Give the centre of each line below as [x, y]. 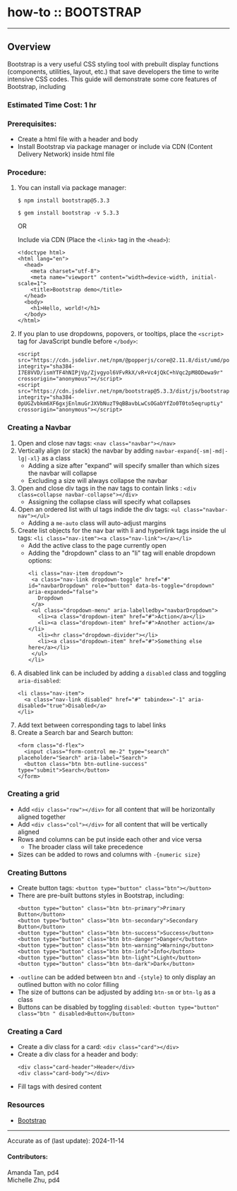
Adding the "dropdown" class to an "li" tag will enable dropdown [122, 553]
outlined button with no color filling [68, 985]
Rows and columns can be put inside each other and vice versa [110, 839]
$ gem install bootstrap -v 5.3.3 [68, 213]
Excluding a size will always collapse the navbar [98, 480]
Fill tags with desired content [60, 1087]
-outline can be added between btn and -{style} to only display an [116, 977]
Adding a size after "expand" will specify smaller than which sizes [124, 465]
